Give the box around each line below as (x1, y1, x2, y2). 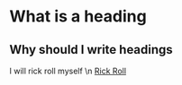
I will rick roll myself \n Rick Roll (9, 65, 127, 76)
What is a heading (9, 6, 147, 27)
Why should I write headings (9, 42, 173, 57)
